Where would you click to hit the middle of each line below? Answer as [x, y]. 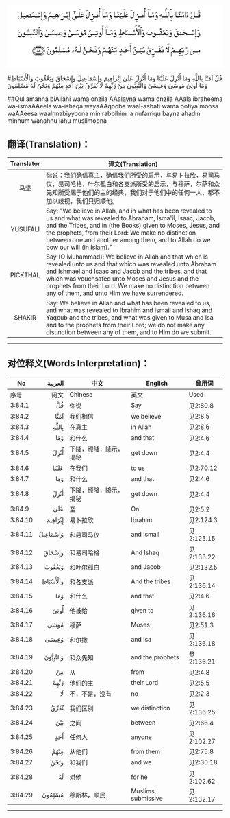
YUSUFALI [25, 229]
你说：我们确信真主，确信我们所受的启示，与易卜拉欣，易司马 [133, 175]
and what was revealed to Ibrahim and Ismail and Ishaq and [129, 310]
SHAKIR [25, 317]
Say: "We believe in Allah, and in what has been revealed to [129, 211]
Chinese [81, 395]
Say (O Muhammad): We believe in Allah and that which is [127, 257]
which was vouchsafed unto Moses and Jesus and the [122, 279]
